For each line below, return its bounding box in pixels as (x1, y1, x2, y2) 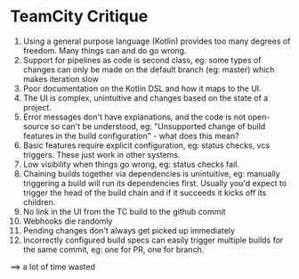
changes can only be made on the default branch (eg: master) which (22, 64, 275, 75)
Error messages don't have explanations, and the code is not (22, 111, 246, 122)
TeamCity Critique (10, 6, 149, 27)
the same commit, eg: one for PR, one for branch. (22, 243, 205, 255)
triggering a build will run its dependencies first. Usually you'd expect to (22, 177, 287, 188)
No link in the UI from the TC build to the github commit (22, 206, 226, 217)
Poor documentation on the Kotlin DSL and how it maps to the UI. (22, 83, 262, 94)
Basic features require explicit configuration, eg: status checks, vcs (22, 140, 271, 151)
